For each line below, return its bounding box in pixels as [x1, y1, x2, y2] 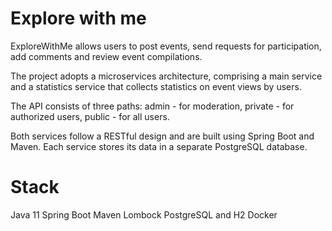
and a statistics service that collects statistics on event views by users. [10, 80, 302, 92]
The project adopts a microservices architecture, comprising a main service [10, 70, 323, 82]
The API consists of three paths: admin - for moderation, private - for [10, 100, 295, 112]
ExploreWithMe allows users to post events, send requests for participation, [10, 40, 322, 52]
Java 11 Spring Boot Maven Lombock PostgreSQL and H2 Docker [10, 208, 278, 221]
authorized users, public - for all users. [10, 110, 170, 122]
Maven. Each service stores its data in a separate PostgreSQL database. [10, 140, 308, 152]
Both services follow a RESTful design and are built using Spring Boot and [10, 130, 315, 142]
